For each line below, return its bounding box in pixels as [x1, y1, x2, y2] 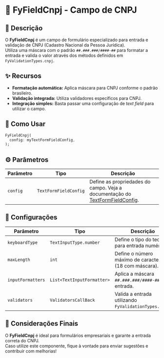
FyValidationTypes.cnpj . [5, 58, 55, 63]
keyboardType [7, 239, 38, 245]
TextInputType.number [49, 239, 100, 245]
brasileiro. [12, 90, 33, 96]
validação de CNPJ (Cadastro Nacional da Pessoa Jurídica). [5, 42, 125, 48]
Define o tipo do [114, 236, 152, 243]
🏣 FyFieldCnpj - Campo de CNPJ [5, 4, 137, 16]
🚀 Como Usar [5, 120, 46, 128]
